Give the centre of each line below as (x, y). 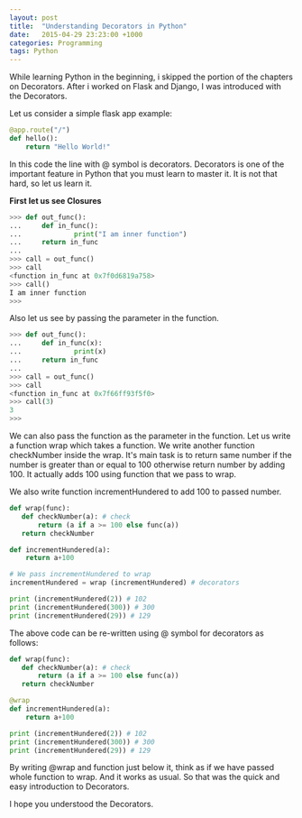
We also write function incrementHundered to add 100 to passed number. (146, 492)
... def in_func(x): (56, 344)
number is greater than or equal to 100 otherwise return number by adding (147, 464)
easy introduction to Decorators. (69, 786)
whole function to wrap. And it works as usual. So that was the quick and (145, 777)
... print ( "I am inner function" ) (98, 234)
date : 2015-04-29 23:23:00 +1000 (76, 34)
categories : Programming (56, 43)
